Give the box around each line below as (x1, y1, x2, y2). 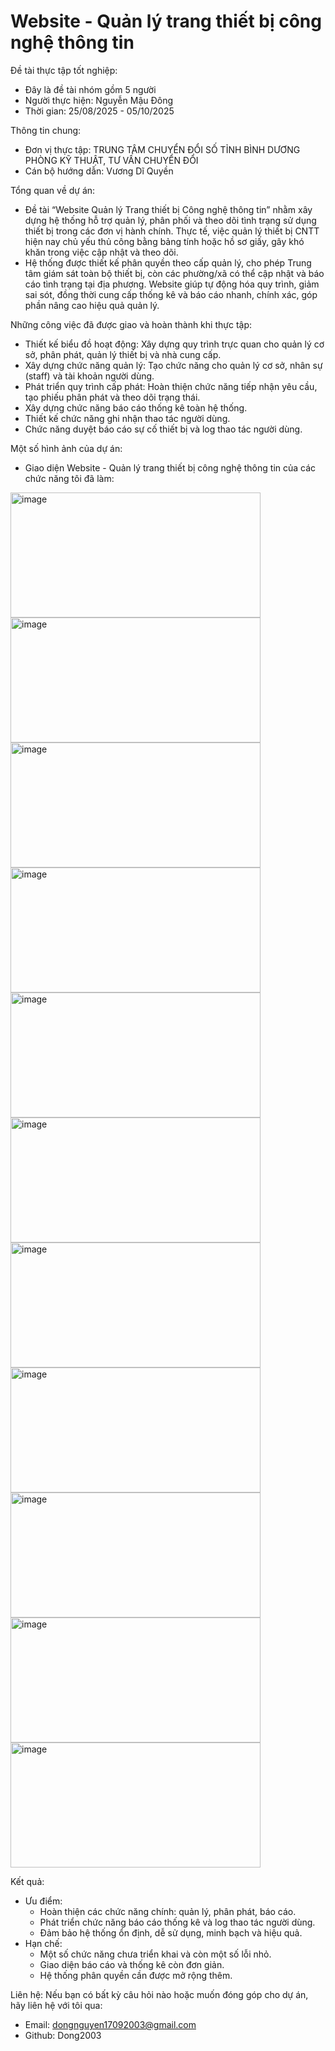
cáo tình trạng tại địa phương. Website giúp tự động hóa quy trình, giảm (24, 278, 320, 290)
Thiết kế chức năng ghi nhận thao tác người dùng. (24, 412, 231, 424)
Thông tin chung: (10, 124, 82, 136)
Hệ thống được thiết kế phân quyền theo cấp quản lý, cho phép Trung (24, 256, 312, 269)
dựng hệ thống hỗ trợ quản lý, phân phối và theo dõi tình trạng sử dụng (24, 214, 317, 226)
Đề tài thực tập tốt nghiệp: (10, 64, 118, 76)
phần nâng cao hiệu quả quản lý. (24, 299, 160, 311)
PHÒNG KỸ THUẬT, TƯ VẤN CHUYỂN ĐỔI (24, 154, 199, 166)
